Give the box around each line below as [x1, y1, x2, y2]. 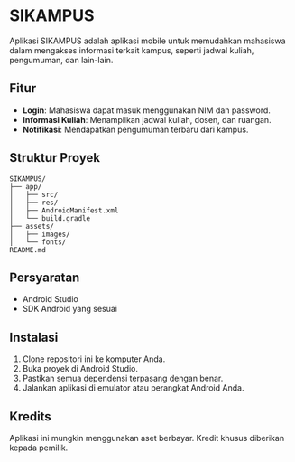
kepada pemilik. [9, 442, 69, 453]
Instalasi [9, 329, 59, 344]
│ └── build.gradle [9, 213, 91, 222]
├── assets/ [9, 222, 54, 231]
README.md [9, 245, 47, 254]
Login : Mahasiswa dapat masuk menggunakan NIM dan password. [22, 105, 271, 116]
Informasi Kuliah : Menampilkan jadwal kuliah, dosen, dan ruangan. [22, 114, 272, 125]
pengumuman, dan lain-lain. [9, 54, 114, 65]
